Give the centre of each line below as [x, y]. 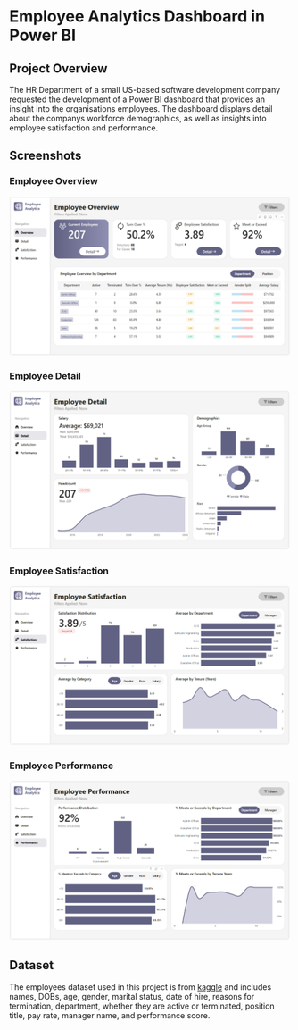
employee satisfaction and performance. [84, 128]
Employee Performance [62, 766]
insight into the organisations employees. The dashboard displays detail [141, 109]
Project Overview [58, 68]
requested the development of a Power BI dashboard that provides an [137, 99]
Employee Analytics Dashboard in [137, 17]
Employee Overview [54, 181]
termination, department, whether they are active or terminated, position [142, 1006]
